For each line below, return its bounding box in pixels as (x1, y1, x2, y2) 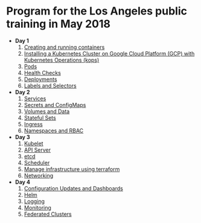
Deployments (24, 76, 57, 83)
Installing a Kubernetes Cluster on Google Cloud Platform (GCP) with (24, 50, 195, 57)
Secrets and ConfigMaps (24, 101, 86, 108)
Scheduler (24, 159, 50, 166)
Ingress (24, 120, 43, 128)
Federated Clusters (24, 210, 72, 218)
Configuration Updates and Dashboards (24, 184, 124, 192)
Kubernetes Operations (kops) (24, 56, 100, 63)
